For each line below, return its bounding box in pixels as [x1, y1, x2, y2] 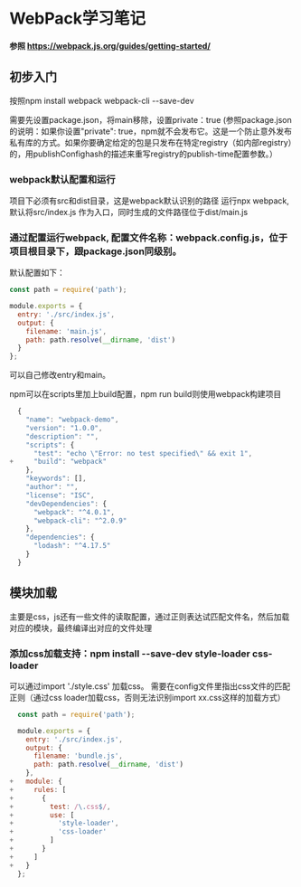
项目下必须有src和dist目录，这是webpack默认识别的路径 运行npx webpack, [9, 195, 289, 206]
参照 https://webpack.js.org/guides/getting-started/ [9, 40, 211, 51]
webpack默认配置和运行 [9, 173, 116, 185]
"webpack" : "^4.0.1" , [33, 507, 116, 516]
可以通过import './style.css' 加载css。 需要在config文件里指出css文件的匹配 [9, 680, 291, 692]
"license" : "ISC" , [25, 490, 95, 500]
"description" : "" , [25, 431, 99, 441]
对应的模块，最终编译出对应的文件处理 [9, 622, 152, 633]
